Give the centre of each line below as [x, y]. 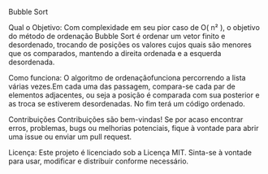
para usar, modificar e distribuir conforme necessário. [99, 161]
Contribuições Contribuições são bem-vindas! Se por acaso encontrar [126, 120]
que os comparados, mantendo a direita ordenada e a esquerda [115, 53]
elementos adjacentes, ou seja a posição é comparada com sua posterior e [134, 95]
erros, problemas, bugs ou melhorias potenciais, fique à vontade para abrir [134, 128]
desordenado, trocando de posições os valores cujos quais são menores [130, 45]
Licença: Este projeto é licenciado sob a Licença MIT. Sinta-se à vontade [130, 152]
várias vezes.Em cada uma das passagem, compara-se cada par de [122, 86]
